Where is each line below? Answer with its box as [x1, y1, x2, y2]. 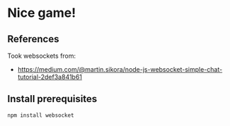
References [7, 33, 59, 45]
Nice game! [7, 5, 76, 21]
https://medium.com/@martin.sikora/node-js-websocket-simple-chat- [17, 65, 223, 73]
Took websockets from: [7, 51, 76, 60]
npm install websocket [7, 111, 74, 119]
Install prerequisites [7, 93, 98, 105]
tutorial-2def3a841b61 [17, 73, 83, 81]
